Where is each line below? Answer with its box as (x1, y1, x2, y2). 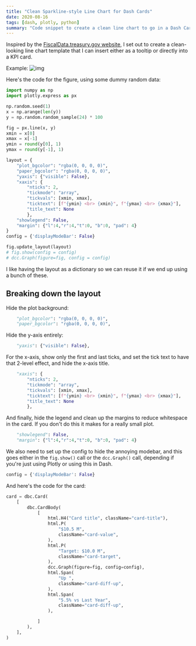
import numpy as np (6, 87, 54, 94)
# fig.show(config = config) (6, 249, 77, 255)
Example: (6, 65, 29, 72)
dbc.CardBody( (27, 504, 61, 510)
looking (6, 47, 24, 54)
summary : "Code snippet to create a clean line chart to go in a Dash (6, 25, 181, 31)
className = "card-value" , (58, 532, 118, 538)
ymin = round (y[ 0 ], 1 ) (6, 141, 61, 147)
